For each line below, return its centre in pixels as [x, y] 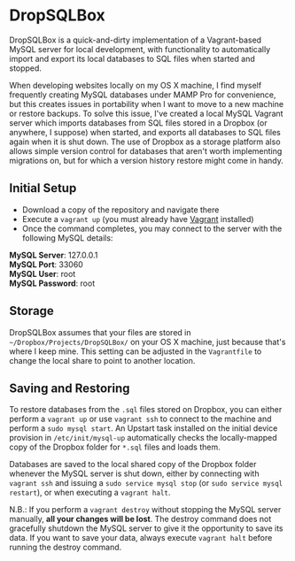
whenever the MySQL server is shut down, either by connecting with [134, 473]
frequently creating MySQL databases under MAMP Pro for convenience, [143, 95]
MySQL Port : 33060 [47, 264]
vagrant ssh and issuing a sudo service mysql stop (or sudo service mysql [146, 483]
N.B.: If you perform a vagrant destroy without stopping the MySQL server [145, 510]
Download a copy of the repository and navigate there [120, 210]
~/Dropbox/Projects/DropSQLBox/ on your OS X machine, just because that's [147, 342]
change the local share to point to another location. [102, 360]
